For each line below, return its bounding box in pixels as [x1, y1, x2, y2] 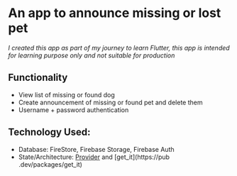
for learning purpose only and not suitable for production [8, 51, 175, 60]
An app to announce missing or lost [8, 5, 221, 21]
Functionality [8, 72, 68, 84]
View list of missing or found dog [18, 90, 116, 99]
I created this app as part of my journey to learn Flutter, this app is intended [8, 43, 230, 52]
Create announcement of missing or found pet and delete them [18, 98, 203, 106]
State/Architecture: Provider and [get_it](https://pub [18, 153, 170, 161]
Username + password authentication [18, 105, 129, 114]
